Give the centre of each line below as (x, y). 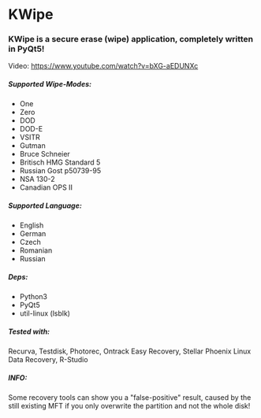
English (32, 225)
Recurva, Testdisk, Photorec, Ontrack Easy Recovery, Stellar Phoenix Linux (130, 351)
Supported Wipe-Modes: (50, 84)
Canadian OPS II (46, 187)
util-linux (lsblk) (45, 313)
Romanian (36, 250)
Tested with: (29, 331)
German (33, 234)
